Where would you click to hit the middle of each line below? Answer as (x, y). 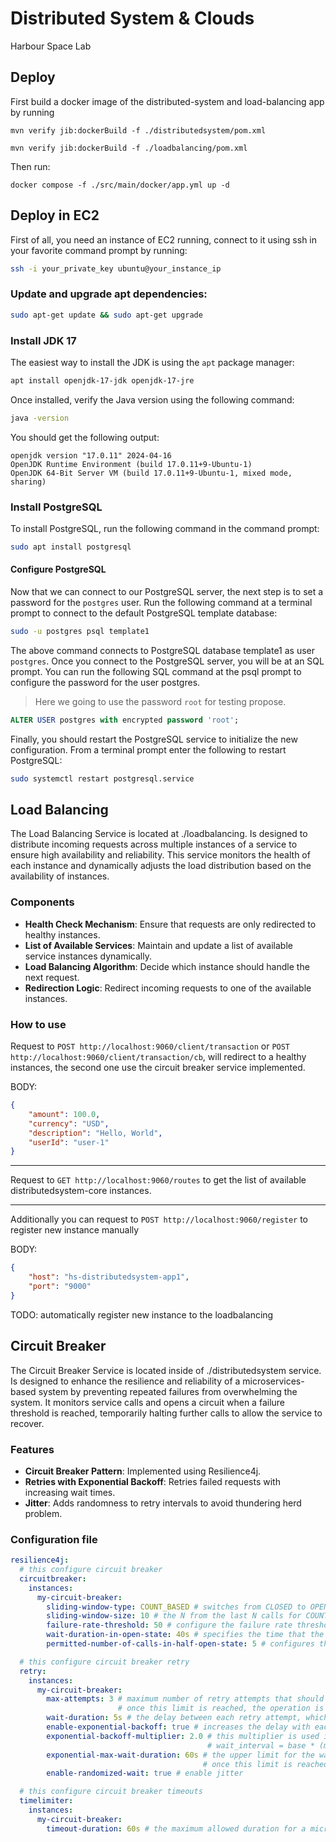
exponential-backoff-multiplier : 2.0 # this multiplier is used (183, 1736)
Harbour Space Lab (51, 46)
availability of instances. (60, 876)
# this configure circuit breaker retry (104, 1662)
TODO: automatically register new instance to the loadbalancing (142, 1314)
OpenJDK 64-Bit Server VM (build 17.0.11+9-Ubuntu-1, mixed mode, (151, 473)
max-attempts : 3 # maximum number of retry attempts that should (185, 1699)
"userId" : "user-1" (69, 1142)
